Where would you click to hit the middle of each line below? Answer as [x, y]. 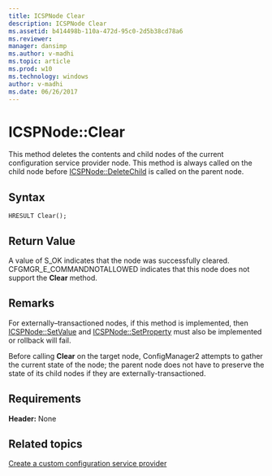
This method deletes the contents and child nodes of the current [116, 155]
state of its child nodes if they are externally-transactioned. [107, 373]
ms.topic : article [39, 62]
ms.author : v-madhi [41, 54]
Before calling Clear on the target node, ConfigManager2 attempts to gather [136, 356]
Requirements [45, 399]
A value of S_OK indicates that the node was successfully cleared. [119, 260]
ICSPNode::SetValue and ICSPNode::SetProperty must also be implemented [135, 331]
